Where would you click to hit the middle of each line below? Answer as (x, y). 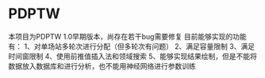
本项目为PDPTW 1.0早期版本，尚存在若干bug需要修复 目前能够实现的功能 (128, 36)
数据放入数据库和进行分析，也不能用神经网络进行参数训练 (102, 66)
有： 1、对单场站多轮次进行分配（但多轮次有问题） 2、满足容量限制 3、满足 (132, 46)
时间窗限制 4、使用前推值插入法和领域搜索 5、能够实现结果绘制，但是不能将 (133, 56)
